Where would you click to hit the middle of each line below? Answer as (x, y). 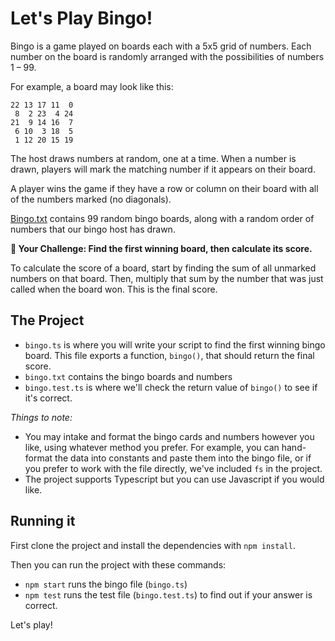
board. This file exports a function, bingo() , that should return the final (169, 355)
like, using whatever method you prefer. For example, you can (152, 447)
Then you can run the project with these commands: (118, 564)
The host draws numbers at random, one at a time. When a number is (153, 158)
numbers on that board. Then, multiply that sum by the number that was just (167, 278)
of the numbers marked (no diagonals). (91, 199)
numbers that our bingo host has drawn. (93, 229)
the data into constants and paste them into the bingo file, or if (183, 458)
